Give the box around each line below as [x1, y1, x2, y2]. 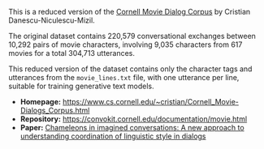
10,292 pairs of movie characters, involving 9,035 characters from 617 [8, 40, 243, 49]
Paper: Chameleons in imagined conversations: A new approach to [19, 123, 245, 132]
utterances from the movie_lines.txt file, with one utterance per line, [8, 73, 240, 82]
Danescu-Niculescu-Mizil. [8, 15, 95, 25]
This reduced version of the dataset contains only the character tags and [8, 64, 253, 74]
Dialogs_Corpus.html [19, 105, 90, 115]
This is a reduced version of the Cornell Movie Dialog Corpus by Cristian [8, 7, 251, 16]
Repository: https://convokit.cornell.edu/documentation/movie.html [19, 114, 248, 124]
